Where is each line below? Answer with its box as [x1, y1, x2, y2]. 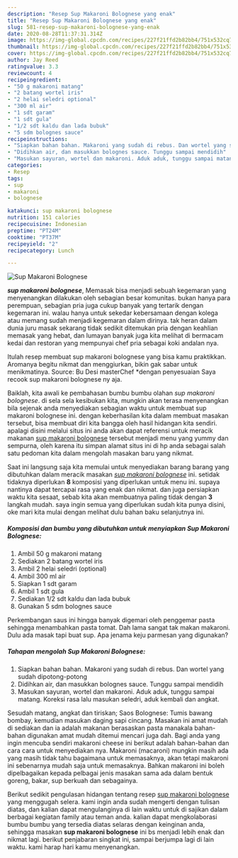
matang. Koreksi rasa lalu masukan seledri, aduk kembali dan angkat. [17, 695, 220, 704]
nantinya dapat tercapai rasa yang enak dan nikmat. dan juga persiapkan [7, 486, 220, 494]
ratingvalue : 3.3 [7, 63, 59, 70]
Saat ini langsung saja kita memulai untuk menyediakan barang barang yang [7, 463, 229, 471]
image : [7, 37, 27, 44]
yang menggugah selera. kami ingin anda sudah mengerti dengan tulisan [7, 798, 220, 806]
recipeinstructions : [7, 135, 69, 142]
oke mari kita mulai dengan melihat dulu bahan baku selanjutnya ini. [7, 508, 205, 517]
